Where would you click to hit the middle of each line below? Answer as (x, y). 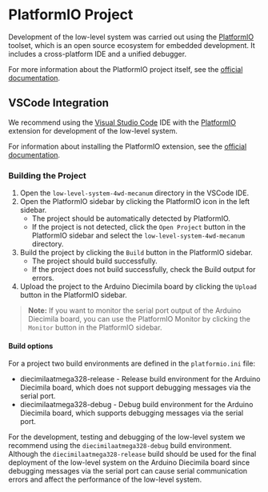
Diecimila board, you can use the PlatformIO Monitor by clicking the (139, 319)
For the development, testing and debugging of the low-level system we (127, 437)
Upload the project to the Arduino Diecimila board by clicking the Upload (138, 286)
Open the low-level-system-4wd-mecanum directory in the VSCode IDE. (134, 193)
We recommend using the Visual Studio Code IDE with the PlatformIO (122, 122)
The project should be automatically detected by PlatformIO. (131, 218)
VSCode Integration (59, 103)
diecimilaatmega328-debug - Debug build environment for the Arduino (136, 405)
